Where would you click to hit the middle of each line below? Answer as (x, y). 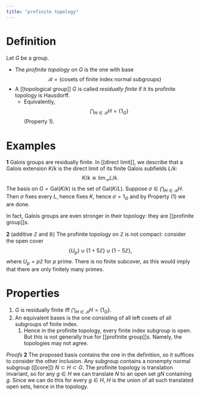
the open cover (25, 241)
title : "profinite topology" (42, 12)
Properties (33, 294)
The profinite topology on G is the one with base (74, 69)
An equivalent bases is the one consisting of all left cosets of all (93, 318)
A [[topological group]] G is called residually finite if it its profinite (95, 89)
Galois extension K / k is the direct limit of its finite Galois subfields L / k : (92, 168)
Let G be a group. (28, 58)
